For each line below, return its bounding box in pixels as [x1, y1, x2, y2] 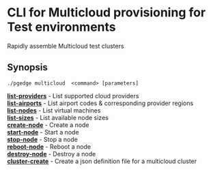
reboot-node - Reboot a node [7, 142, 91, 151]
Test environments [7, 19, 116, 35]
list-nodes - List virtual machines [7, 106, 101, 114]
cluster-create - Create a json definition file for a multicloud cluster [7, 157, 197, 165]
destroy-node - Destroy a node [7, 149, 96, 158]
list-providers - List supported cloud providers [7, 91, 139, 100]
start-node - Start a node [7, 128, 80, 136]
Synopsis [7, 61, 48, 73]
